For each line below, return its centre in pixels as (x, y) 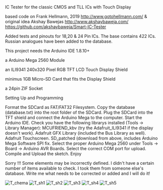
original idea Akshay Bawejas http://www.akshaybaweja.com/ (67, 22)
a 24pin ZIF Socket (24, 88)
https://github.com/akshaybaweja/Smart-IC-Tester (56, 27)
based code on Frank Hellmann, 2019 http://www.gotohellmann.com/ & (76, 16)
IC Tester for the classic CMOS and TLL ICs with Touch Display (68, 7)
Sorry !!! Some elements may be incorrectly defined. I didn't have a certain (80, 163)
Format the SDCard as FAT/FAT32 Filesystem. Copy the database (70, 107)
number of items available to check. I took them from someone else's (74, 168)
